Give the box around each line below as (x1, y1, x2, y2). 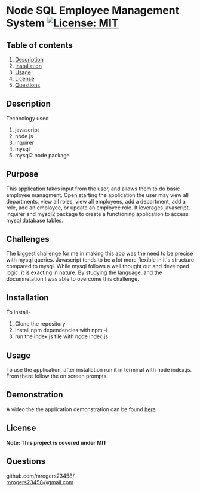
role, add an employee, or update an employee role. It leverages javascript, (6, 204, 190, 211)
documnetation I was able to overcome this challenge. (6, 275, 139, 283)
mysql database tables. (6, 217, 64, 224)
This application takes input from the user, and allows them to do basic (6, 185, 180, 192)
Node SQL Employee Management (6, 4, 180, 17)
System (6, 16, 45, 30)
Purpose (6, 169, 39, 180)
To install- (6, 309, 31, 316)
